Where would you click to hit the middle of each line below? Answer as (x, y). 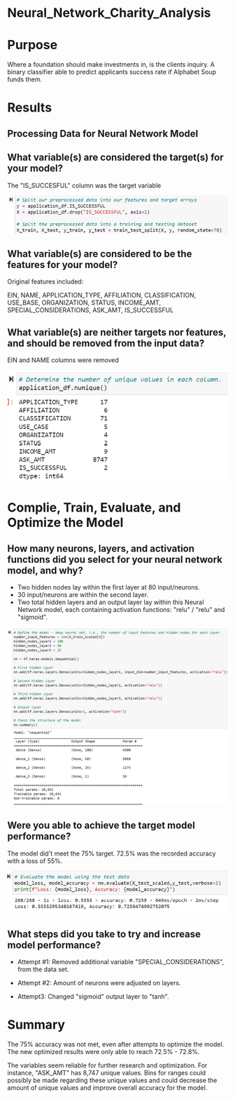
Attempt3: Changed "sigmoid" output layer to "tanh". (93, 997)
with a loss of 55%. (35, 860)
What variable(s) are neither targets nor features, (117, 332)
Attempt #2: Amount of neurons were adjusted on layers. (99, 983)
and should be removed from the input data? (106, 343)
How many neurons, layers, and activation (101, 548)
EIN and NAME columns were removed (63, 360)
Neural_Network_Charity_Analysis (109, 13)
